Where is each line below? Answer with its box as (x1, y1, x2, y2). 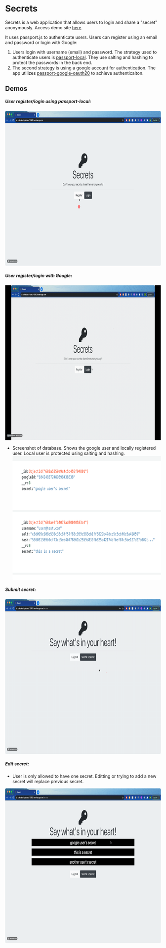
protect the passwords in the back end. (12, 59, 92, 65)
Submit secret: (5, 586, 36, 592)
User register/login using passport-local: (5, 98, 91, 104)
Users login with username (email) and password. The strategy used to (12, 49, 157, 55)
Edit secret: (5, 761, 30, 767)
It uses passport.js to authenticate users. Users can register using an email (5, 34, 158, 40)
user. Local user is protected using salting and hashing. (12, 450, 125, 456)
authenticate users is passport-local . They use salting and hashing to (12, 54, 153, 60)
